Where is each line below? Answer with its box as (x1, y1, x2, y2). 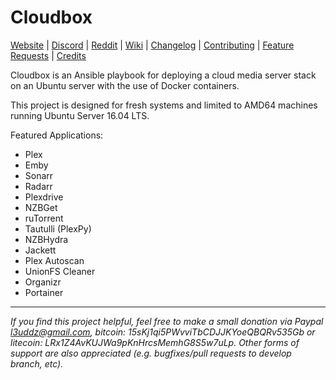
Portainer (24, 286, 64, 298)
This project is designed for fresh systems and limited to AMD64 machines (10, 99, 318, 111)
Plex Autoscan (24, 254, 85, 266)
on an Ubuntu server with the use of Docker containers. (10, 79, 240, 91)
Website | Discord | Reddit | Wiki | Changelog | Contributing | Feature (10, 39, 295, 51)
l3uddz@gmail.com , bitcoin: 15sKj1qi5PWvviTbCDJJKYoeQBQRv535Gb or (10, 326, 316, 338)
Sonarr (24, 169, 54, 181)
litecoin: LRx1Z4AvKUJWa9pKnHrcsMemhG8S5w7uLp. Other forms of (10, 336, 300, 348)
